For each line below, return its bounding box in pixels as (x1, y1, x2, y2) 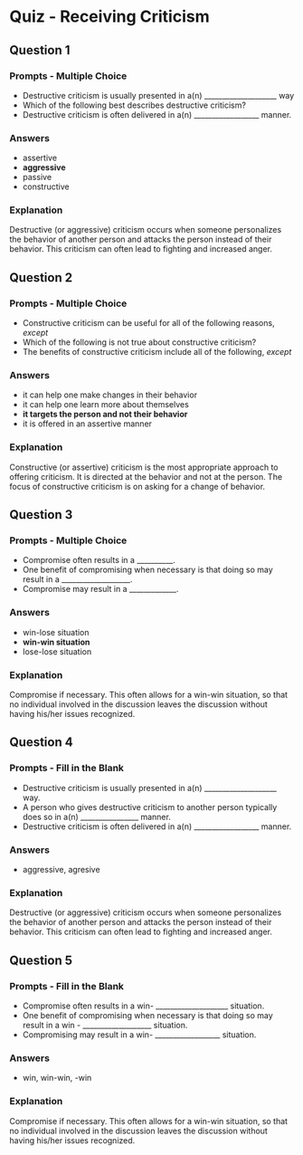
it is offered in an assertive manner (22, 418, 152, 429)
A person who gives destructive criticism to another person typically (22, 801, 278, 812)
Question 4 (9, 735, 74, 750)
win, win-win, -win (22, 1073, 92, 1083)
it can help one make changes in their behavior (22, 389, 197, 400)
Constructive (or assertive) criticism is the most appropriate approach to (9, 462, 279, 472)
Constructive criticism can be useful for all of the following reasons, (22, 318, 275, 329)
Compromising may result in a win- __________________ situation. (22, 1029, 257, 1040)
